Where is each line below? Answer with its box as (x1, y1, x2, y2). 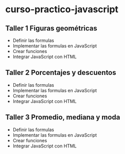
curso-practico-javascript (5, 4, 119, 15)
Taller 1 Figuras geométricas (5, 24, 97, 33)
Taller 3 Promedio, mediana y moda (5, 113, 120, 122)
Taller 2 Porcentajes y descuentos (5, 68, 116, 77)
